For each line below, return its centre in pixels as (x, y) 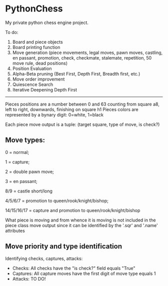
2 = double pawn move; (29, 171)
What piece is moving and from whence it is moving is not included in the (80, 220)
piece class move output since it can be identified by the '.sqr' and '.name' (82, 225)
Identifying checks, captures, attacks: (44, 258)
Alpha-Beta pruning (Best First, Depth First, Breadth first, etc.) (76, 73)
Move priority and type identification (64, 246)
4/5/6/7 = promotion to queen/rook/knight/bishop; (57, 200)
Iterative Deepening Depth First (45, 89)
